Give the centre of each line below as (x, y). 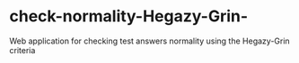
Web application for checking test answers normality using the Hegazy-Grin (149, 41)
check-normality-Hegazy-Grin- (129, 16)
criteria (22, 50)
